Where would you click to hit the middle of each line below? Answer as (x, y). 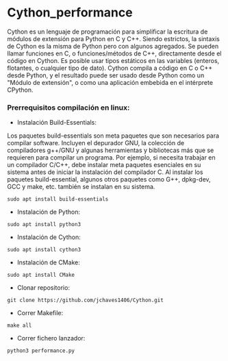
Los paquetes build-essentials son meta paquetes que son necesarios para (113, 136)
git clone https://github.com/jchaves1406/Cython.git (86, 300)
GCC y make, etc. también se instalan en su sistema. (81, 187)
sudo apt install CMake (41, 275)
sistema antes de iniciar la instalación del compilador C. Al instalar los (105, 172)
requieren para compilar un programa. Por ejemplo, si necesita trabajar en (111, 158)
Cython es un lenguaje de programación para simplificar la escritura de (107, 32)
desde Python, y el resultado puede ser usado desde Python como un (106, 75)
